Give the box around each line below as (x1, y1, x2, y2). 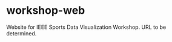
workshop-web (6, 4, 85, 17)
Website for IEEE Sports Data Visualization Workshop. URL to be (6, 23, 167, 31)
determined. (6, 29, 37, 37)
